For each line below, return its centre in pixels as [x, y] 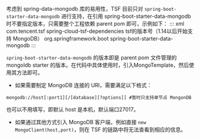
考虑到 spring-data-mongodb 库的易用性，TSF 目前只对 [75, 9]
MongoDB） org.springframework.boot [61, 38]
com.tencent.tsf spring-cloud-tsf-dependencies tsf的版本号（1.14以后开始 [97, 31]
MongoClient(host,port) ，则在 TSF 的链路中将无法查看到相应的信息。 [100, 129]
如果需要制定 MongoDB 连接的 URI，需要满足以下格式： [83, 85]
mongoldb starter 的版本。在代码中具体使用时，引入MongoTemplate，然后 [98, 65]
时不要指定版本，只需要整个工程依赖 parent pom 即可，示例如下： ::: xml [95, 24]
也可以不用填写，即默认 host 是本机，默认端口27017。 [73, 109]
